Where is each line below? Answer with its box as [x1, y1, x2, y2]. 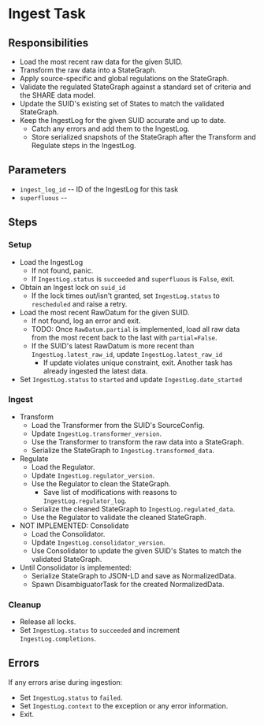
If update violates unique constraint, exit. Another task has [43, 358, 232, 367]
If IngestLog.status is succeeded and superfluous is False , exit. [31, 273, 235, 284]
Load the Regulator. [31, 462, 95, 471]
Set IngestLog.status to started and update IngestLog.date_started [19, 374, 243, 384]
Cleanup [8, 599, 42, 610]
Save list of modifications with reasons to [43, 487, 177, 496]
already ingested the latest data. [43, 366, 148, 375]
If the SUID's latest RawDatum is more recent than [31, 340, 195, 351]
